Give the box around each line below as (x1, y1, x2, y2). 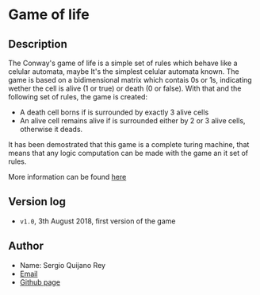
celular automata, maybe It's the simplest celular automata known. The (8, 67, 239, 76)
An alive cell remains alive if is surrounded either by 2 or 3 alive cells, (19, 116, 246, 125)
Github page (19, 277, 61, 287)
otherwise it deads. (19, 125, 83, 134)
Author (8, 239, 44, 253)
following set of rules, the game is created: (8, 92, 148, 101)
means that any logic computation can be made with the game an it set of (8, 149, 248, 157)
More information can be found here (8, 173, 127, 181)
